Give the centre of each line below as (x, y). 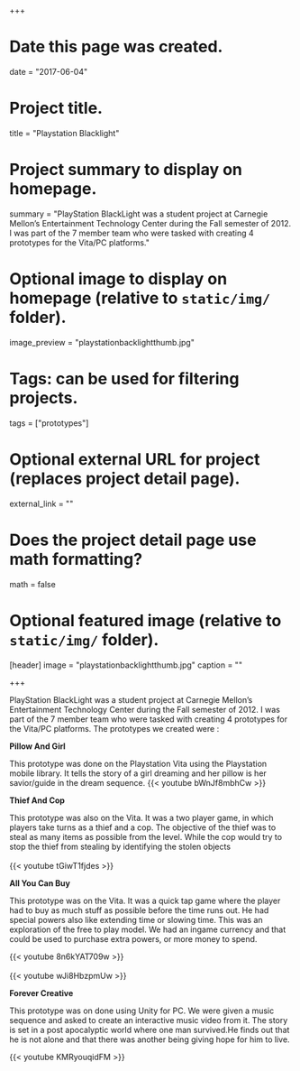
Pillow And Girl (37, 746)
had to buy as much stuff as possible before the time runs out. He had (139, 910)
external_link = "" (41, 503)
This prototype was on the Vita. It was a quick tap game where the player (145, 900)
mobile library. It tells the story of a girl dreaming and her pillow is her (138, 773)
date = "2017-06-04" (49, 71)
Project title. (56, 108)
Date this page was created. (116, 47)
